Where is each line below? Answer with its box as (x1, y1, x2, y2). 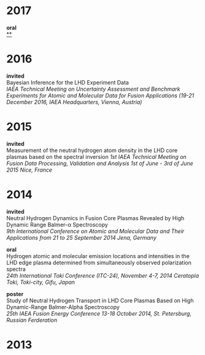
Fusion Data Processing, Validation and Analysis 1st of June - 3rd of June (6, 159, 193, 167)
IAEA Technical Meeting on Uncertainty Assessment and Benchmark (6, 85, 180, 93)
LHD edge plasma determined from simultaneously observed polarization (6, 259, 192, 266)
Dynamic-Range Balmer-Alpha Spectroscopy (6, 303, 120, 310)
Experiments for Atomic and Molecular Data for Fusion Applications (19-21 (6, 91, 195, 99)
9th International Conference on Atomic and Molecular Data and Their (6, 227, 185, 235)
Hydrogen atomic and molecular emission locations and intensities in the (6, 252, 190, 259)
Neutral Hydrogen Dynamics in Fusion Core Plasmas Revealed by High (6, 214, 185, 221)
